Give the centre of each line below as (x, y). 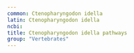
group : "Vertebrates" (38, 39)
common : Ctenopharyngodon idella (55, 13)
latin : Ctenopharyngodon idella (53, 20)
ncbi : (15, 26)
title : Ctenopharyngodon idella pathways (67, 33)
